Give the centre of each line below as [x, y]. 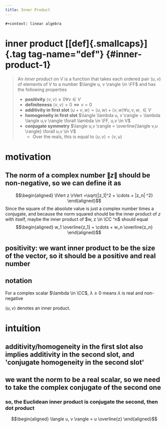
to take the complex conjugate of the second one [83, 387]
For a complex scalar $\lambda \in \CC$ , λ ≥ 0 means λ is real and [74, 293]
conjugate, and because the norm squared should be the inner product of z [83, 213]
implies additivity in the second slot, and [70, 355]
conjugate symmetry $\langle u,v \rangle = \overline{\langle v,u [91, 126]
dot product [20, 408]
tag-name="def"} [66, 54]
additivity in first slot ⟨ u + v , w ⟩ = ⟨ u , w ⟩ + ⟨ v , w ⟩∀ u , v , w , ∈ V [88, 110]
